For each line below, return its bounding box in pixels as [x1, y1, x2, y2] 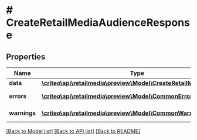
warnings [9, 109, 36, 117]
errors [9, 92, 27, 100]
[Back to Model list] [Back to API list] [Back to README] [6, 128, 141, 135]
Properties [6, 52, 46, 62]
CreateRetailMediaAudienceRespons [6, 16, 191, 29]
